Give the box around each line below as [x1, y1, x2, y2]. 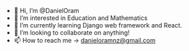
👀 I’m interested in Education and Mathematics [13, 14, 148, 22]
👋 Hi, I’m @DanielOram [13, 7, 80, 14]
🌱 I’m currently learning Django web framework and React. [13, 21, 183, 29]
